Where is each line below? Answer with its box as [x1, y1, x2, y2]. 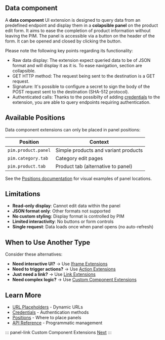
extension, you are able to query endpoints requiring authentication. [12, 99, 151, 105]
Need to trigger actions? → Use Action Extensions [12, 266, 116, 272]
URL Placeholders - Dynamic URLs [12, 304, 83, 310]
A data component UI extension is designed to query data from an [5, 17, 141, 23]
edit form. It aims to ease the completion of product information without [5, 27, 151, 34]
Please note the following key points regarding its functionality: [5, 47, 133, 53]
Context [89, 138, 109, 145]
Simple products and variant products [55, 147, 143, 154]
